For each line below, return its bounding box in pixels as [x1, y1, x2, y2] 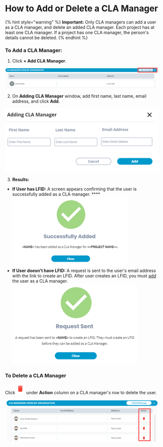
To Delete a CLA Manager [5, 372, 67, 379]
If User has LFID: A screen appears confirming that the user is [12, 186, 137, 192]
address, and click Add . [12, 98, 60, 104]
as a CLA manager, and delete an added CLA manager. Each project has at [5, 24, 155, 30]
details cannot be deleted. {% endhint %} [5, 35, 88, 41]
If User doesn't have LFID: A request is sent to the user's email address [12, 268, 156, 273]
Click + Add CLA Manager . [12, 58, 67, 64]
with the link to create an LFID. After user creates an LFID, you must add [12, 272, 157, 279]
